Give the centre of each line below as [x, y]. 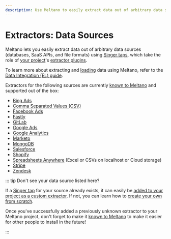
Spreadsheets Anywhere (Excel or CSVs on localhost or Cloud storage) [87, 160]
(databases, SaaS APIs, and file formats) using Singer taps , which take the [83, 54]
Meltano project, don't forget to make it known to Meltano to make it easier [84, 216]
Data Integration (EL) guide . [34, 75]
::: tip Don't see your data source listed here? [52, 181]
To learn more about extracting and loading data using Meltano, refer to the [84, 70]
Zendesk [22, 170]
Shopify [21, 154]
